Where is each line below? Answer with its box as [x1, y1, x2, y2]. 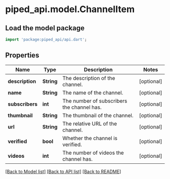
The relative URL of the [62, 120, 117, 127]
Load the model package [5, 24, 85, 32]
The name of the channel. [62, 89, 123, 96]
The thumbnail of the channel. [62, 112, 134, 119]
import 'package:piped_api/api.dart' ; [5, 37, 87, 42]
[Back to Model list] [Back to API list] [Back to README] [5, 168, 121, 174]
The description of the [62, 74, 115, 81]
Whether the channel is [62, 135, 118, 142]
